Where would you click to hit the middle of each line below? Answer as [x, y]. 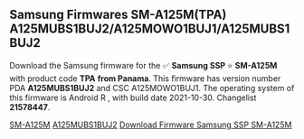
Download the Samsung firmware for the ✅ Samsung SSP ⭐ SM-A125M [143, 65]
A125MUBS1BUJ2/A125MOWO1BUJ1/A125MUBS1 [150, 29]
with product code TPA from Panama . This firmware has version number [145, 78]
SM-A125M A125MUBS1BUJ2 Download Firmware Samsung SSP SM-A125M [151, 125]
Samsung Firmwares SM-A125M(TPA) [118, 15]
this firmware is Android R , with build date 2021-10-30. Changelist [133, 97]
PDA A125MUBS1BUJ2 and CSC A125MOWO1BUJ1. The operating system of [152, 88]
